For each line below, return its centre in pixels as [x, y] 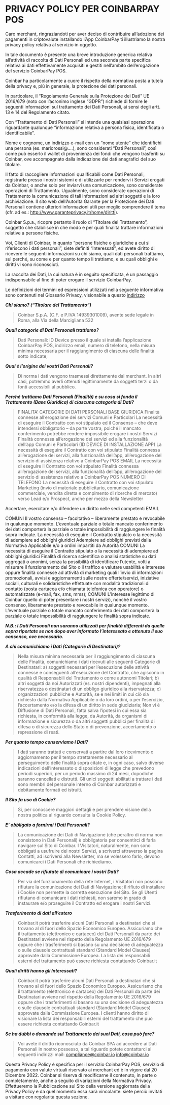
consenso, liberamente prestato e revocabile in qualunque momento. [77, 605]
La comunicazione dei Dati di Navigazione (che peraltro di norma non [90, 834]
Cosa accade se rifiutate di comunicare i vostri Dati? [62, 872]
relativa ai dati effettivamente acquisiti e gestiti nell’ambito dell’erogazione [82, 65]
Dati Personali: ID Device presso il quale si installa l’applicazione [84, 340]
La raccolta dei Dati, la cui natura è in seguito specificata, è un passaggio [82, 274]
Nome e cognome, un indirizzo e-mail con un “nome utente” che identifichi [83, 143]
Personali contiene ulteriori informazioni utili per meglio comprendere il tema [85, 206]
